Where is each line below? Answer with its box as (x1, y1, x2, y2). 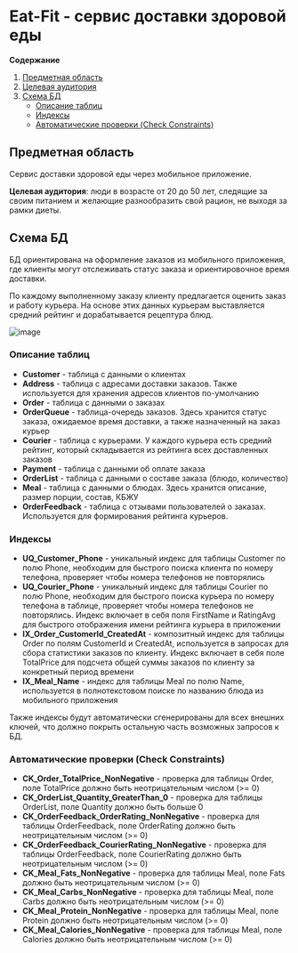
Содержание (9, 54, 60, 65)
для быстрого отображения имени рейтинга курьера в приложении (21, 619, 281, 630)
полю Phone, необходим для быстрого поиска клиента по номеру (21, 562, 274, 573)
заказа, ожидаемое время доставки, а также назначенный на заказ (21, 416, 280, 426)
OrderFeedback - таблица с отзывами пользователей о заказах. (21, 501, 267, 512)
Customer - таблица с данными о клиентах (21, 368, 187, 379)
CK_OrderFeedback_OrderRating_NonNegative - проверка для (21, 812, 260, 822)
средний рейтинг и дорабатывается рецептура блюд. (9, 309, 213, 319)
